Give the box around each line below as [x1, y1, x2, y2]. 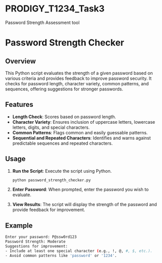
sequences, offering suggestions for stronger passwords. [5, 86, 124, 92]
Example [5, 221, 33, 230]
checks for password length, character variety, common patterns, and [5, 80, 149, 86]
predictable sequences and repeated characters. [12, 140, 113, 146]
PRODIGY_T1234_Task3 [5, 3, 105, 14]
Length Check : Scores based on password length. [12, 113, 116, 120]
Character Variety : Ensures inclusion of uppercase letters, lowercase [12, 119, 156, 125]
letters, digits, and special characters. [12, 124, 90, 130]
